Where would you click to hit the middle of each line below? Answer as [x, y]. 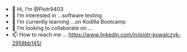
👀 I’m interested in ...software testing [57, 15]
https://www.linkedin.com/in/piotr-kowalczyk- [124, 35]
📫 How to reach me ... [39, 35]
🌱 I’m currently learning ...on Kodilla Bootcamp [69, 22]
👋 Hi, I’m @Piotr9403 [38, 9]
